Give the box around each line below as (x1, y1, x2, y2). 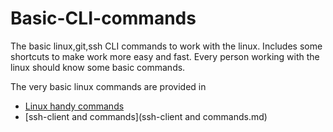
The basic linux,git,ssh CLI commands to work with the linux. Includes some (10, 40, 323, 52)
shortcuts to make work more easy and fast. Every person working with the (10, 50, 320, 62)
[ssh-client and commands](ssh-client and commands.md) (24, 110, 268, 122)
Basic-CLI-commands (10, 7, 197, 30)
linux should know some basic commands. (10, 61, 186, 73)
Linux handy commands (24, 100, 125, 112)
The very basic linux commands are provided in (10, 80, 207, 92)
